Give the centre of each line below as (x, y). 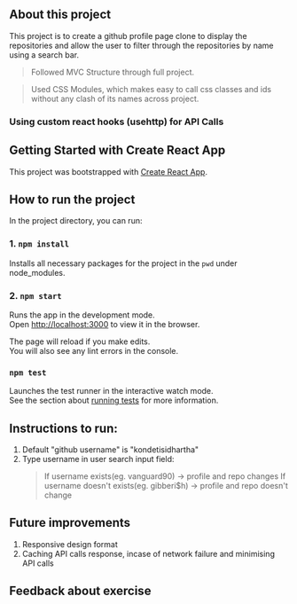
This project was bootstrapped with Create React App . (109, 171)
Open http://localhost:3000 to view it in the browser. (105, 324)
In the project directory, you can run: (76, 221)
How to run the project (72, 199)
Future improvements (70, 523)
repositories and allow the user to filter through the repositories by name (141, 45)
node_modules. (37, 272)
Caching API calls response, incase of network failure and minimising (148, 553)
